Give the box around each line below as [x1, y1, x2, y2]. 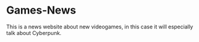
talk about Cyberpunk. [6, 29, 62, 36]
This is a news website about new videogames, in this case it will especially [6, 23, 194, 30]
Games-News [6, 4, 76, 17]
